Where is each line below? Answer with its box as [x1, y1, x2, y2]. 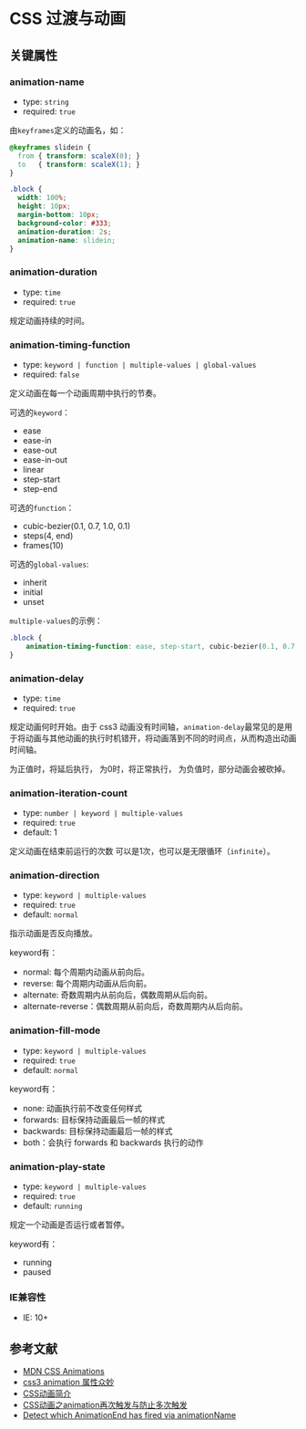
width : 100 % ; [17, 193, 67, 203]
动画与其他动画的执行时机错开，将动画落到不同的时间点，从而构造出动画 [25, 732, 297, 744]
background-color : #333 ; [17, 218, 112, 228]
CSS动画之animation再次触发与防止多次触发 [22, 1400, 189, 1411]
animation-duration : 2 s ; [17, 227, 112, 236]
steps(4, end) [22, 530, 74, 541]
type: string [22, 96, 70, 107]
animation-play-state [9, 1160, 106, 1173]
